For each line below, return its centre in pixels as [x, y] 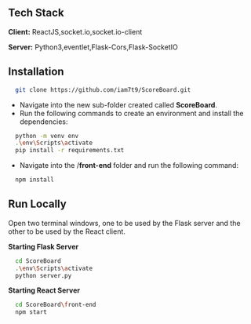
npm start [31, 312]
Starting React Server [44, 290]
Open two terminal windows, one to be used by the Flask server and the [124, 223]
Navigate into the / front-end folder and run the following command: [129, 166]
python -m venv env [47, 136]
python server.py [44, 275]
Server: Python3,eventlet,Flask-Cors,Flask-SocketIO [93, 47]
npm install [35, 180]
